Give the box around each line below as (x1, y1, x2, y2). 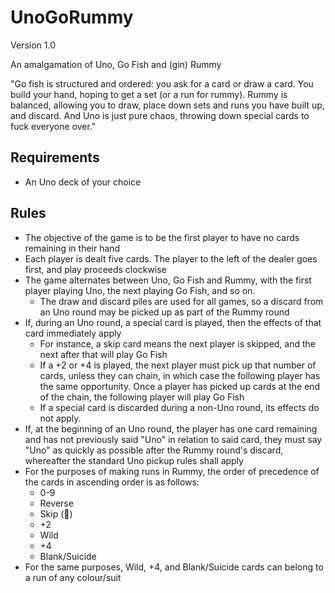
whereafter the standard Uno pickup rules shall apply (24, 454, 244, 466)
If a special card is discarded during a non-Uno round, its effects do (39, 401, 320, 413)
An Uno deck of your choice (24, 176, 142, 188)
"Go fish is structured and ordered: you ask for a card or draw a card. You (10, 77, 314, 90)
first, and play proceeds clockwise (24, 263, 167, 275)
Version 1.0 (10, 39, 56, 51)
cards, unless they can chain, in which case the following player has (39, 369, 321, 381)
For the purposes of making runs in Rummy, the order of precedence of (24, 465, 320, 477)
